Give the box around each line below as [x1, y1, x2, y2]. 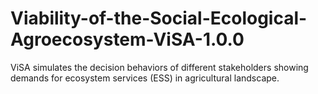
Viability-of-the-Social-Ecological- [10, 7, 308, 30]
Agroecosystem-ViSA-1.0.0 [10, 28, 245, 51]
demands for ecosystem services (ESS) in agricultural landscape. [10, 72, 280, 84]
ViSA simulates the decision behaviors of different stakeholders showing [10, 61, 309, 73]
